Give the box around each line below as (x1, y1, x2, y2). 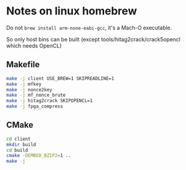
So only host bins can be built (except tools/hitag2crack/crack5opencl (6, 35, 181, 43)
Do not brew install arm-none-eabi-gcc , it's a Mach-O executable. (6, 24, 172, 31)
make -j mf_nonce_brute (6, 92, 66, 99)
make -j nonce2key (6, 87, 52, 93)
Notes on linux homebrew (6, 4, 137, 18)
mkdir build (6, 141, 36, 148)
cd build (6, 147, 28, 153)
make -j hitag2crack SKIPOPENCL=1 (6, 98, 93, 104)
